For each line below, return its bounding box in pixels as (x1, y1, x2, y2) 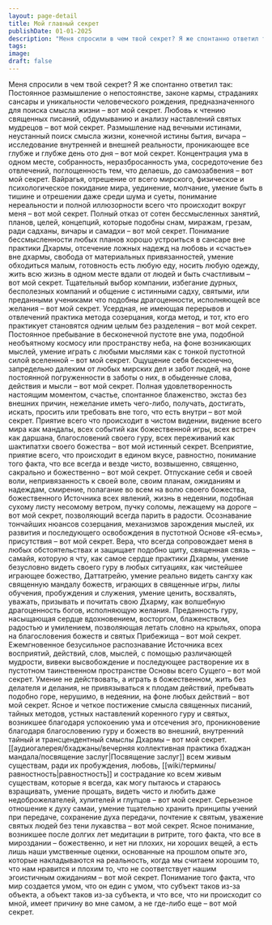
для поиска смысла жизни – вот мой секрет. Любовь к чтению (8, 105, 226, 114)
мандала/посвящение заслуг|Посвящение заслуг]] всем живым (8, 751, 232, 761)
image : (8, 49, 31, 58)
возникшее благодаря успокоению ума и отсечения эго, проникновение (8, 717, 261, 727)
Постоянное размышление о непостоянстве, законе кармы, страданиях (8, 88, 259, 97)
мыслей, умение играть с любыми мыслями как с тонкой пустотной (8, 346, 245, 356)
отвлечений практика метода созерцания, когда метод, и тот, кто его (8, 312, 249, 321)
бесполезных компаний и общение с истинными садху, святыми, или (8, 286, 249, 296)
